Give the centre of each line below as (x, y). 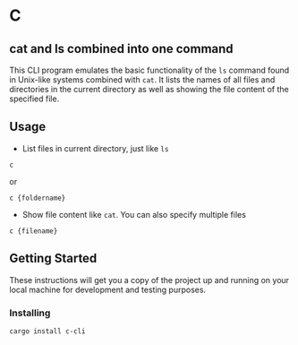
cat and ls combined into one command (122, 49)
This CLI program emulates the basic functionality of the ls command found (149, 70)
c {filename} (34, 231)
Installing (30, 313)
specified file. (34, 99)
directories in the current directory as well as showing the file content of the (149, 89)
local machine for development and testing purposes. (108, 289)
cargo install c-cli (48, 331)
